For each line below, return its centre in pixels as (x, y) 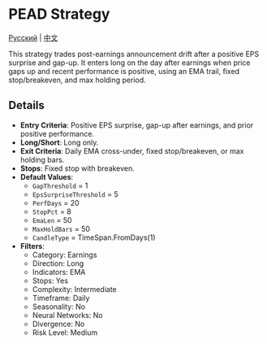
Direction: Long (58, 263)
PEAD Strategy (59, 14)
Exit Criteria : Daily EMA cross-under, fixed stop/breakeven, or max (132, 150)
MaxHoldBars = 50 (61, 229)
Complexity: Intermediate (74, 289)
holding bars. (42, 159)
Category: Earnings (65, 255)
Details (26, 105)
